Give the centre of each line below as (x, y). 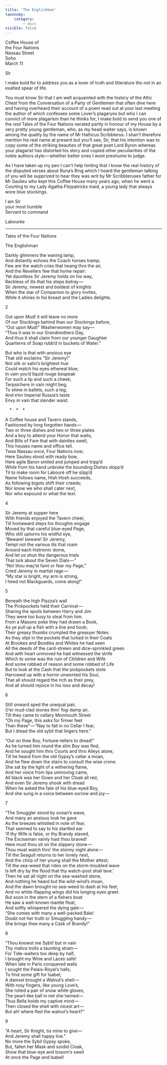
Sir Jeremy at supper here (32, 513)
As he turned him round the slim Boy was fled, (52, 746)
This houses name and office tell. (39, 446)
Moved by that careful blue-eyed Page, (45, 529)
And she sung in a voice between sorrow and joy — (57, 794)
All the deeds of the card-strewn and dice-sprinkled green (65, 648)
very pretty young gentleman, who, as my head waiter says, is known (76, 129)
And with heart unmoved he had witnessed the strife (59, 654)
